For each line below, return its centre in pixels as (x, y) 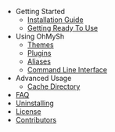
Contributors (36, 120)
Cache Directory (54, 86)
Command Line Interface (67, 70)
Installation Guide (55, 20)
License (28, 112)
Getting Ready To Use (63, 28)
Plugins (39, 53)
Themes (40, 45)
